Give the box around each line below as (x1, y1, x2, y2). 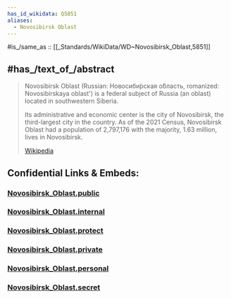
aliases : (7, 17, 33, 24)
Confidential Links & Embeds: (7, 167, 139, 179)
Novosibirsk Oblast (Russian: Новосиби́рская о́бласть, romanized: (24, 82, 220, 90)
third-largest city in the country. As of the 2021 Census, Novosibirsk (24, 118, 222, 127)
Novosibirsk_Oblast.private (7, 244, 104, 254)
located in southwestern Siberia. (24, 97, 119, 106)
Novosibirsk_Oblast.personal (7, 263, 109, 273)
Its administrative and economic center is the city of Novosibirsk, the (24, 111, 224, 119)
